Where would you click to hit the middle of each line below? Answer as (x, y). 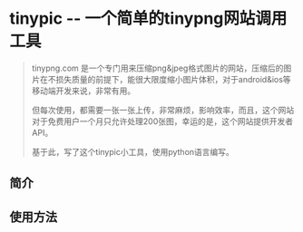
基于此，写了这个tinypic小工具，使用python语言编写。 (132, 151)
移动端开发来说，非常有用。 (83, 91)
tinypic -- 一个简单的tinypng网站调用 (148, 19)
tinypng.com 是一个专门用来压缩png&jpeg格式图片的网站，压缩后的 (157, 68)
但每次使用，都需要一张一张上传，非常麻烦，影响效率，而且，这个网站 (163, 110)
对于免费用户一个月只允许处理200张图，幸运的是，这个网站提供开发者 (162, 121)
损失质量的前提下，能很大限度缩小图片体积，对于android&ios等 (174, 79)
